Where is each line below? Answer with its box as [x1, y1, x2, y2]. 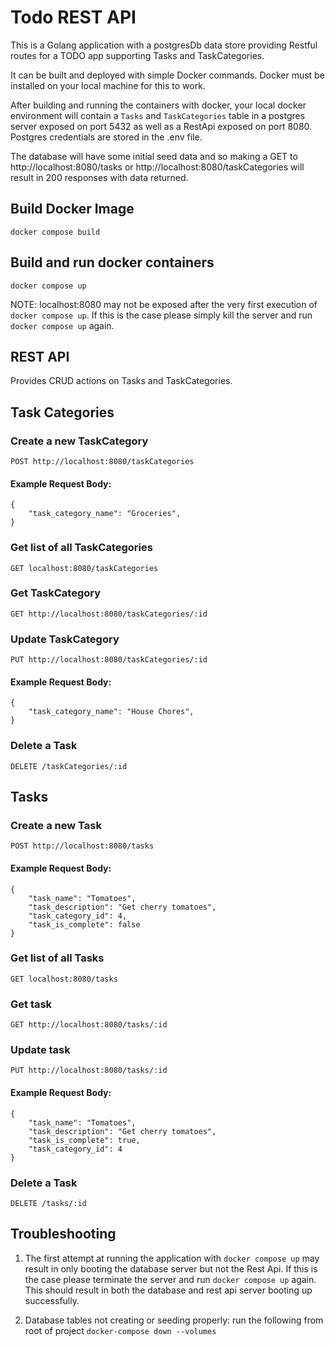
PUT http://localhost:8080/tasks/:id [10, 1066, 168, 1076]
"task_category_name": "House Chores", [28, 707, 195, 717]
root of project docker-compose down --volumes [24, 1324, 217, 1336]
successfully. [24, 1294, 80, 1306]
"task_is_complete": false [28, 919, 141, 930]
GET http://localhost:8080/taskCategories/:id [10, 609, 208, 619]
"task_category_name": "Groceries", [28, 509, 182, 519]
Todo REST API [10, 6, 137, 29]
